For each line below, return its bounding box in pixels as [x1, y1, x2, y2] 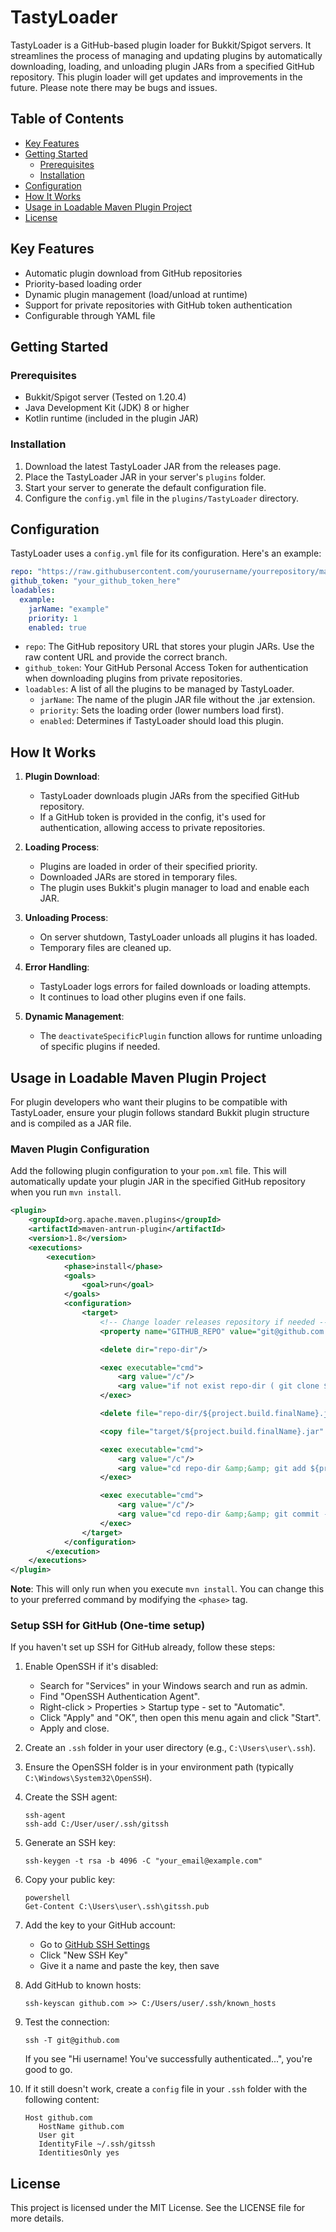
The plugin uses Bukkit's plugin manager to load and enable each [39, 882, 310, 894]
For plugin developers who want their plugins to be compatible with [10, 1096, 288, 1108]
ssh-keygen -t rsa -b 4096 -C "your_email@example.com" [24, 1856, 263, 1866]
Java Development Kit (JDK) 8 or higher [24, 402, 190, 414]
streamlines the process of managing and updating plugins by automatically [10, 49, 323, 61]
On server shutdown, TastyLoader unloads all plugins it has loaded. [39, 931, 318, 943]
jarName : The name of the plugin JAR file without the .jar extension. [39, 694, 316, 706]
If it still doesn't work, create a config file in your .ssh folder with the [24, 2083, 308, 2095]
